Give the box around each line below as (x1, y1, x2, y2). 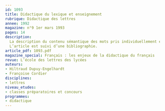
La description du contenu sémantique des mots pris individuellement (9, 39, 157, 44)
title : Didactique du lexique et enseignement (5, 12, 102, 17)
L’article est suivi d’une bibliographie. (9, 44, 98, 49)
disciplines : (5, 76, 32, 81)
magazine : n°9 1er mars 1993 (5, 26, 65, 30)
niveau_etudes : (5, 84, 36, 90)
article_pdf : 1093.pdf (5, 48, 52, 53)
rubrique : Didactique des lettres (5, 16, 76, 21)
